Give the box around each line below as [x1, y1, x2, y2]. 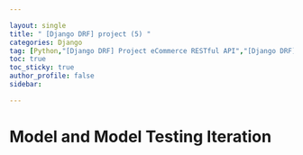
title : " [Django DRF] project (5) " [9, 29, 151, 39]
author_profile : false [9, 71, 95, 81]
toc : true [9, 55, 47, 64]
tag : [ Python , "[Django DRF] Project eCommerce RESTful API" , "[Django [9, 46, 277, 55]
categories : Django [9, 38, 83, 47]
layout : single [9, 21, 67, 30]
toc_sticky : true [9, 63, 75, 72]
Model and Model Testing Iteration [9, 126, 272, 147]
